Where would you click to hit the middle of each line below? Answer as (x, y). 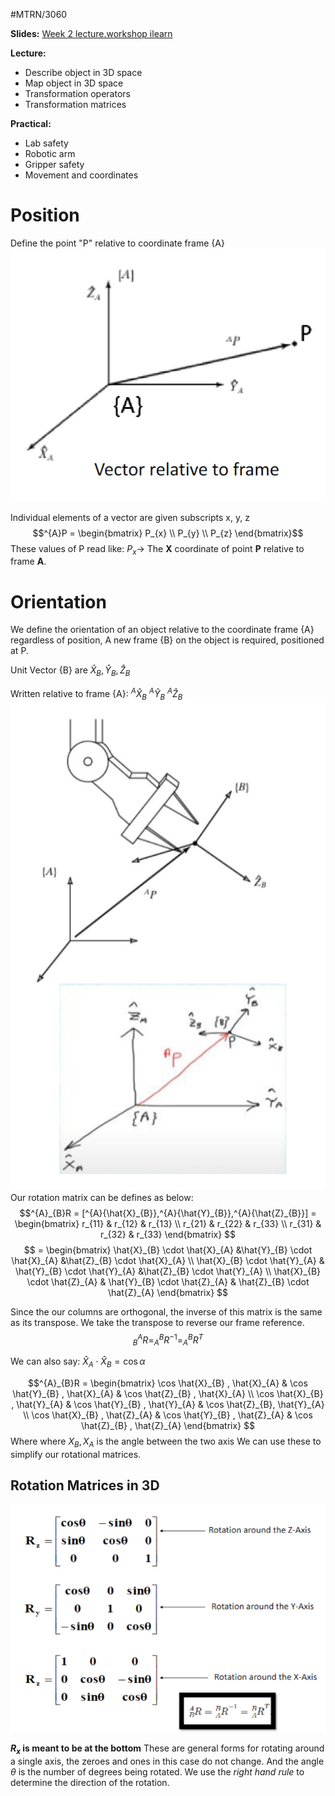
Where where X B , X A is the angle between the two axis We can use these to (166, 1442)
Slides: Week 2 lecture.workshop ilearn (91, 33)
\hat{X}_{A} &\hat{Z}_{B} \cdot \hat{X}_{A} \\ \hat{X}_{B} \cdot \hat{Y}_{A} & (168, 1260)
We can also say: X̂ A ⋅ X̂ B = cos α (78, 1362)
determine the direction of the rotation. (90, 1783)
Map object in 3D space (74, 83)
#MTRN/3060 (39, 14)
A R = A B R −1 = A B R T (170, 1340)
